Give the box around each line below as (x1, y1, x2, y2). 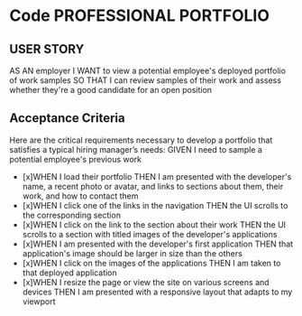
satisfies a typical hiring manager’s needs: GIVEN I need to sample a (9, 144, 263, 154)
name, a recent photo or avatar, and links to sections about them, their (22, 181, 284, 191)
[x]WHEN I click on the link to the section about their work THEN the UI (22, 218, 287, 230)
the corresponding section (22, 209, 122, 220)
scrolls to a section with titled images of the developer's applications (22, 228, 278, 239)
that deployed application (22, 267, 117, 278)
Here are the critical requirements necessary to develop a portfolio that (9, 135, 273, 145)
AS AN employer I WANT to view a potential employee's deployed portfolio (9, 65, 287, 76)
